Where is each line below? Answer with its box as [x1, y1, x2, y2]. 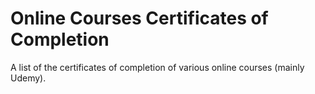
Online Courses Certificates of [10, 7, 269, 30]
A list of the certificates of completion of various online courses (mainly [10, 61, 305, 73]
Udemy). [10, 72, 47, 84]
